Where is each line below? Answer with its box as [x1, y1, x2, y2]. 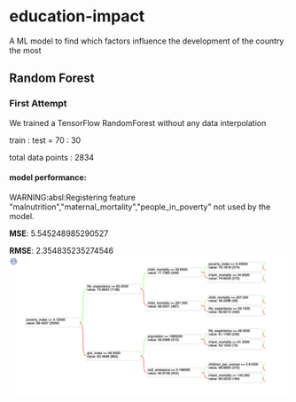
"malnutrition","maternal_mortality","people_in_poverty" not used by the [9, 201, 271, 212]
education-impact [9, 6, 145, 27]
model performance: [9, 172, 87, 183]
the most [9, 44, 42, 55]
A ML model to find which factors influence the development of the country [9, 35, 284, 46]
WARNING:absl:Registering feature [9, 192, 136, 202]
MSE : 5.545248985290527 [9, 228, 109, 239]
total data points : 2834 [9, 152, 95, 162]
